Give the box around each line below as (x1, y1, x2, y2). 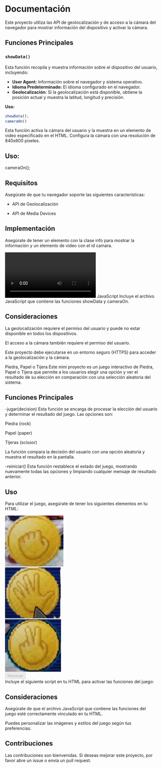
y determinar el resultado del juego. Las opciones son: (5, 411, 114, 417)
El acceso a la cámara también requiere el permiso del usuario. (5, 340, 131, 345)
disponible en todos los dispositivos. (5, 330, 78, 336)
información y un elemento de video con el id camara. (5, 243, 113, 248)
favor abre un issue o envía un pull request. (5, 757, 91, 763)
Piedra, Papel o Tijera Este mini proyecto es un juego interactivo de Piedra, (5, 364, 154, 370)
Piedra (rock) (5, 421, 31, 426)
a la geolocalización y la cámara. (5, 354, 70, 360)
